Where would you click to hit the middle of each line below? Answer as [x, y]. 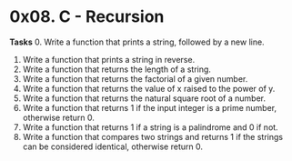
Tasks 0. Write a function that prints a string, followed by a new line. [137, 42]
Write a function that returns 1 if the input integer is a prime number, [150, 107]
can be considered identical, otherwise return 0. [112, 146]
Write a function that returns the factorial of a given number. [135, 78]
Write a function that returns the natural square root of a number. [144, 98]
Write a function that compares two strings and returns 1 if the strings [153, 136]
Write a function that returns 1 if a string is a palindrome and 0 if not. [151, 127]
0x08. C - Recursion [87, 17]
